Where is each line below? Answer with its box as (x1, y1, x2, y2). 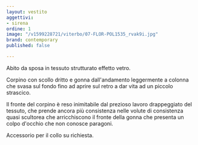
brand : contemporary (6, 37, 59, 43)
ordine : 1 (6, 25, 31, 32)
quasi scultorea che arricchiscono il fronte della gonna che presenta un (6, 113, 184, 121)
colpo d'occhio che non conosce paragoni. (6, 120, 113, 127)
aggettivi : (6, 14, 34, 21)
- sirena (6, 20, 28, 26)
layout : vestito (6, 8, 47, 15)
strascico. (6, 89, 31, 96)
